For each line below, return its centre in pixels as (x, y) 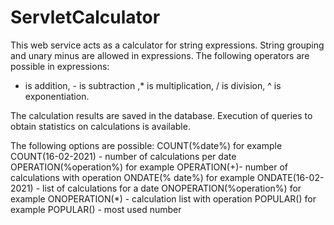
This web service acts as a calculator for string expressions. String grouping (167, 45)
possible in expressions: (60, 66)
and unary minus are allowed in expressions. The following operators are (160, 55)
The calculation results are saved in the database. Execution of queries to (161, 115)
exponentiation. (57, 96)
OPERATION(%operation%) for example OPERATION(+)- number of (149, 167)
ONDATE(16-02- (290, 177)
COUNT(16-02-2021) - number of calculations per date (123, 156)
